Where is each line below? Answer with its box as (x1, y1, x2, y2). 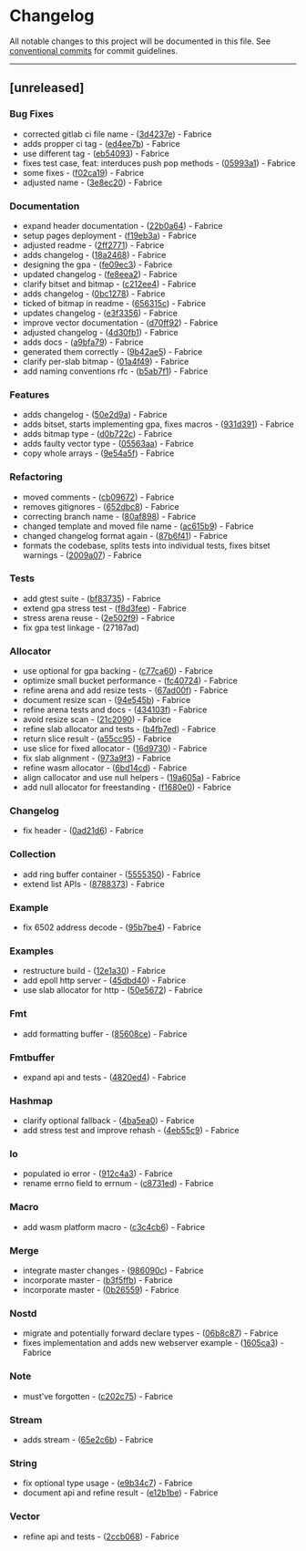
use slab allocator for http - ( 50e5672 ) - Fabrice (22, 985, 203, 996)
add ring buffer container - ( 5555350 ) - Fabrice (22, 868, 201, 880)
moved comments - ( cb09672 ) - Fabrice (22, 491, 175, 502)
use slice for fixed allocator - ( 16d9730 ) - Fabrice (22, 743, 208, 754)
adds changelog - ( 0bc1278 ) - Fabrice (22, 288, 166, 299)
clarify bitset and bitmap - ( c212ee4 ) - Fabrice (22, 278, 197, 289)
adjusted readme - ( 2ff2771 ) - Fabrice (22, 239, 165, 251)
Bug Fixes (9, 108, 55, 120)
